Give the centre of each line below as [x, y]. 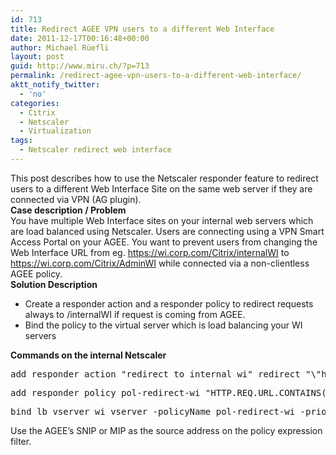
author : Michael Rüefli [60, 47]
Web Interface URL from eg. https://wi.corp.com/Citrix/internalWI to [150, 252]
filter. [21, 441]
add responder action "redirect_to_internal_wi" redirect [155, 374]
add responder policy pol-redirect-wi [105, 392]
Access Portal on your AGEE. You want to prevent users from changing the [164, 242]
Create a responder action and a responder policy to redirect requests [169, 303]
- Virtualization [55, 131]
